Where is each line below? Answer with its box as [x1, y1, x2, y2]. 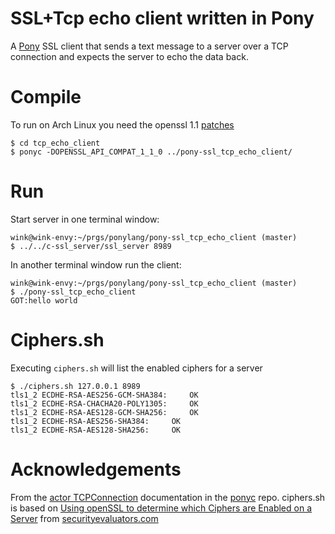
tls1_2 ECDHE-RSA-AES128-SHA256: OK [10, 425, 182, 435]
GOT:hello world [10, 295, 78, 306]
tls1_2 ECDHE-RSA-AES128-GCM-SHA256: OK [10, 407, 199, 417]
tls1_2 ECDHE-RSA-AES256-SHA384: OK [10, 416, 182, 426]
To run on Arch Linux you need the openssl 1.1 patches [10, 118, 235, 131]
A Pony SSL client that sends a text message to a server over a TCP [10, 40, 289, 52]
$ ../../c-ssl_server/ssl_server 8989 [10, 241, 172, 251]
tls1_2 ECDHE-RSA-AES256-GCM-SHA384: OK [10, 390, 199, 400]
